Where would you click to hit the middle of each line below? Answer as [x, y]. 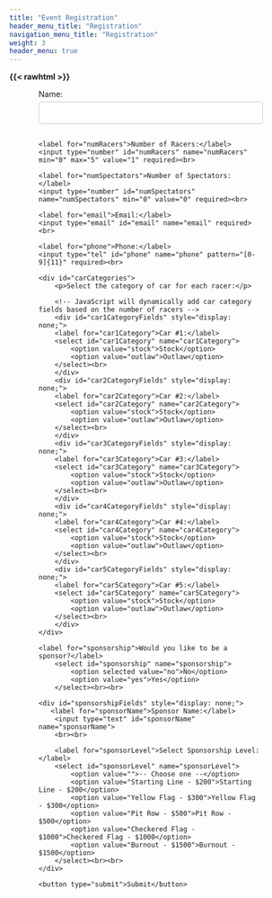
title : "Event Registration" [64, 18]
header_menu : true [44, 51]
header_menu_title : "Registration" [76, 26]
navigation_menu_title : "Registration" [84, 34]
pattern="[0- [231, 255]
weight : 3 [28, 43]
